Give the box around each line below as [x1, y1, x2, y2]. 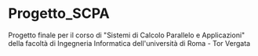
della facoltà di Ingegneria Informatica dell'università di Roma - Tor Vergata [8, 38, 251, 47]
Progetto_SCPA [8, 5, 110, 23]
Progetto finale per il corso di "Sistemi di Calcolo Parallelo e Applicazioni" [8, 30, 245, 40]
